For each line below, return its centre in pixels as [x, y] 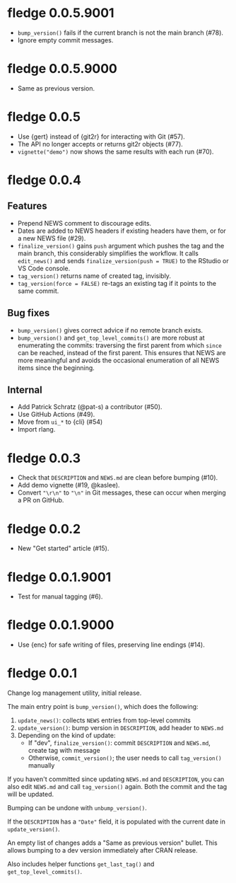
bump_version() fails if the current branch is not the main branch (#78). [120, 33]
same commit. [38, 291]
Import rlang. [36, 429]
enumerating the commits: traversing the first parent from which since [120, 345]
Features [27, 206]
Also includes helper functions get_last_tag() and [81, 864]
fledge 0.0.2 [44, 529]
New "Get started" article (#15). [63, 548]
